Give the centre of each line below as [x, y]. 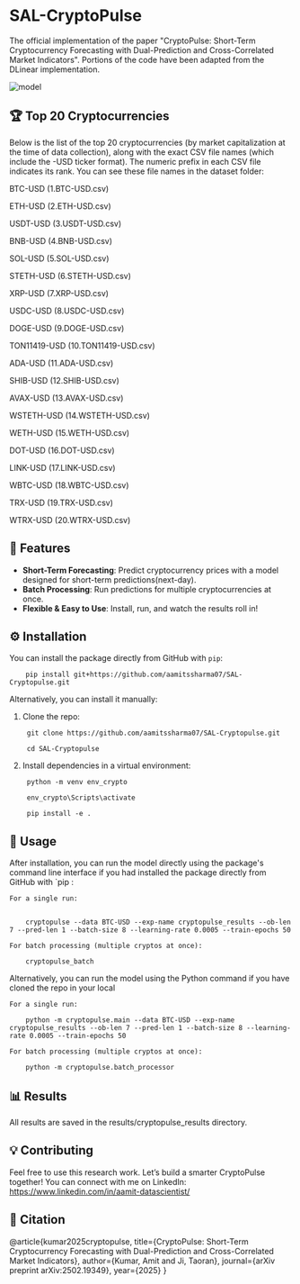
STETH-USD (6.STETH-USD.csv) [71, 276]
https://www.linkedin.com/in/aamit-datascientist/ [100, 1191]
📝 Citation [37, 1220]
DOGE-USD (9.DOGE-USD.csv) [67, 328]
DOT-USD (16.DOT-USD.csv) [62, 450]
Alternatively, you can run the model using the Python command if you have [150, 979]
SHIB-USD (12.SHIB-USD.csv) [64, 380]
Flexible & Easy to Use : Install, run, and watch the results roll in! [140, 608]
